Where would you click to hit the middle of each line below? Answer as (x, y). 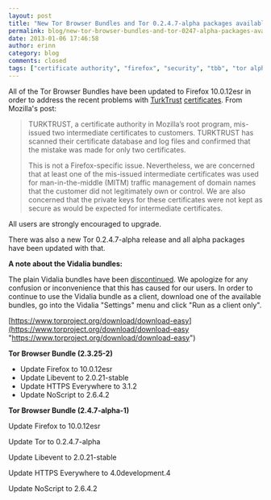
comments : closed (38, 61)
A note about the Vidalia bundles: (65, 264)
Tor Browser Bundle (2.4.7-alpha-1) (69, 410)
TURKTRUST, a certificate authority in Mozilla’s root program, (130, 124)
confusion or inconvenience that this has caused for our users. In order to (131, 288)
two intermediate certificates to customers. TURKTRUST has (153, 132)
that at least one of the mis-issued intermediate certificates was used (144, 173)
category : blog (34, 53)
